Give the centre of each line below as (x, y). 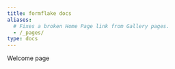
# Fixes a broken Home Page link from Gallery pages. (91, 26)
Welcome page (28, 58)
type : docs (23, 39)
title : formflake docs (39, 13)
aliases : (19, 20)
